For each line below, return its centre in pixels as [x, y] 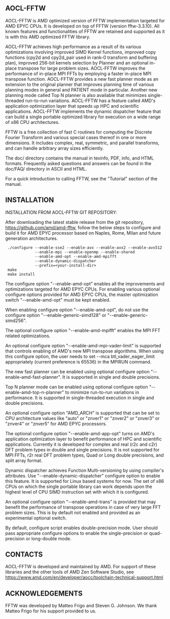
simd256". [16, 320]
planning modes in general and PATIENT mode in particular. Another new [81, 90]
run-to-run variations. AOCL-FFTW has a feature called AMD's [90, 101]
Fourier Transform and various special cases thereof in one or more [76, 137]
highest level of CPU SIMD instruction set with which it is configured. [77, 492]
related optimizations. [28, 336]
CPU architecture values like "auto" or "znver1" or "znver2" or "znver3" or [82, 418]
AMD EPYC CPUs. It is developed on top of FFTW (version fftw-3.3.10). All [82, 26]
